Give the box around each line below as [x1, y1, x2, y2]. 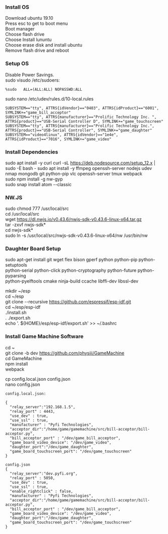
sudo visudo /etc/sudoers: [5, 77, 60, 83]
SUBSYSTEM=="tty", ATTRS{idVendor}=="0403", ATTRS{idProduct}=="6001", [5, 105, 159, 111]
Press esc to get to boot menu [5, 20, 68, 26]
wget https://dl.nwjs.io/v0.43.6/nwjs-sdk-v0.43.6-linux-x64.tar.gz [5, 217, 142, 223]
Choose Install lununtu [5, 37, 52, 43]
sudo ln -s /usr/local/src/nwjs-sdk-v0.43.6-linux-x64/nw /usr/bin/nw [5, 232, 148, 239]
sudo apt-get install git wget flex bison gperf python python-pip [5, 257, 138, 263]
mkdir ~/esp [5, 288, 31, 294]
